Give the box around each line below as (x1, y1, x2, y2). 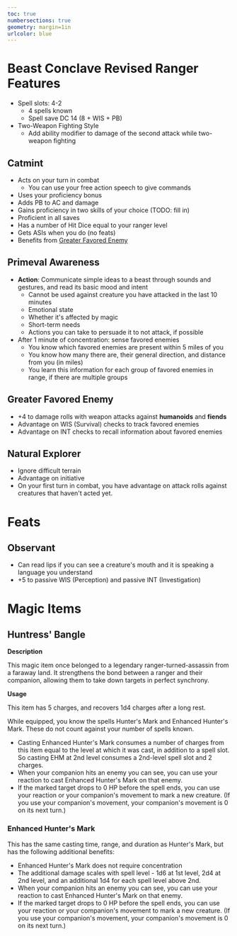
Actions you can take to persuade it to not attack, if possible (28, 328, 204, 336)
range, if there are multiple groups (28, 373, 128, 381)
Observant (7, 542, 55, 554)
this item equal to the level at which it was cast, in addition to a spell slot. (17, 746, 230, 754)
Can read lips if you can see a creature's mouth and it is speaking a (17, 560, 214, 570)
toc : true (7, 10, 37, 18)
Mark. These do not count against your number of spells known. (7, 724, 195, 733)
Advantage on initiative (17, 474, 85, 483)
